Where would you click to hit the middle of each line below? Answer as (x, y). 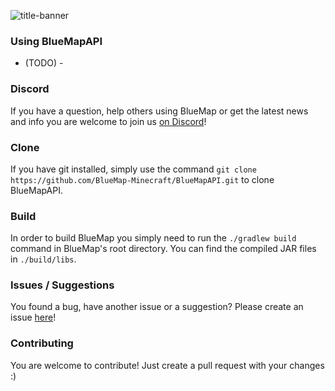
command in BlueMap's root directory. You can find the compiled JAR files (163, 249)
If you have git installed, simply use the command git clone (133, 169)
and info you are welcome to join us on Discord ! (108, 121)
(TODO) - (44, 63)
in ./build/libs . (43, 259)
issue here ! (33, 317)
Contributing (42, 343)
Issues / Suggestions (62, 285)
